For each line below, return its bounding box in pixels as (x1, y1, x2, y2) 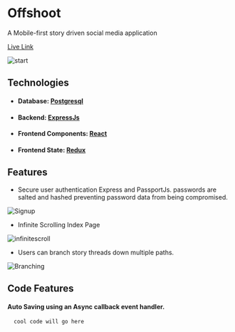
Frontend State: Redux (17, 145, 86, 154)
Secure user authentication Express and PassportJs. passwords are (17, 185, 217, 194)
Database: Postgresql (17, 96, 84, 105)
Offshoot (7, 5, 61, 21)
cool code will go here (14, 318, 84, 326)
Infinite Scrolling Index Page (17, 220, 100, 229)
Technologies (7, 77, 70, 89)
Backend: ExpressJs (17, 113, 80, 122)
